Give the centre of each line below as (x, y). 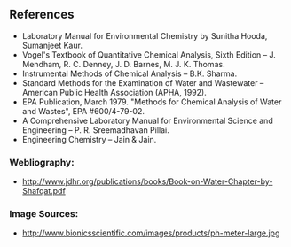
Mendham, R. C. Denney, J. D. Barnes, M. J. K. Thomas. (123, 64)
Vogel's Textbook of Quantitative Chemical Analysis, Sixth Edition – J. (149, 54)
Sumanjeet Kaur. (52, 45)
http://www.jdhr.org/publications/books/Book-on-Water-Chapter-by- (147, 181)
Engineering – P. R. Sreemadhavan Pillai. (96, 130)
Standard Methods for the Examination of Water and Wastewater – (143, 82)
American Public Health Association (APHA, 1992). (114, 92)
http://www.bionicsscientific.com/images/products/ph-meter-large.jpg (151, 233)
